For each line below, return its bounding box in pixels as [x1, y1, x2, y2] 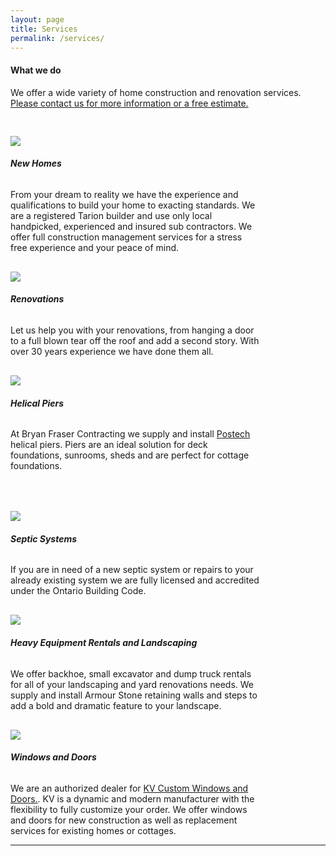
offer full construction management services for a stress [10, 231, 243, 243]
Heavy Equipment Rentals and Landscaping [10, 636, 198, 648]
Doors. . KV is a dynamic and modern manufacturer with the [10, 792, 255, 805]
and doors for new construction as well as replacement [10, 814, 238, 826]
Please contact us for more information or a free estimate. [10, 97, 249, 109]
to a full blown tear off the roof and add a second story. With [10, 334, 260, 346]
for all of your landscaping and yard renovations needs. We [10, 678, 255, 690]
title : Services [10, 24, 78, 34]
